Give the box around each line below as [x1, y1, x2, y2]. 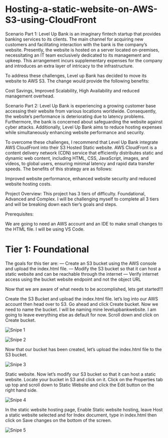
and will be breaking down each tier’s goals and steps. [5, 201, 118, 207]
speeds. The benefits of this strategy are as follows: [5, 166, 113, 172]
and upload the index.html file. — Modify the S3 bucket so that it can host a [5, 265, 161, 272]
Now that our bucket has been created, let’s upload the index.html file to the [5, 346, 162, 352]
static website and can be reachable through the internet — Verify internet [5, 271, 159, 277]
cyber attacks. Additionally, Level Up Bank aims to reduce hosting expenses [5, 124, 162, 130]
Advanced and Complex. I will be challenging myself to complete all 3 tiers [5, 196, 159, 202]
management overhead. [5, 93, 55, 99]
